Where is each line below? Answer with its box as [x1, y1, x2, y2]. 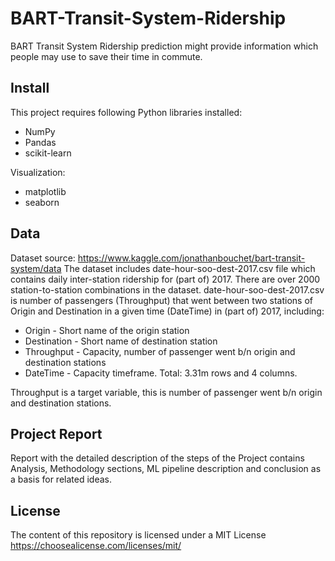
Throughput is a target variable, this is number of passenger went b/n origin [10, 386, 323, 398]
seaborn [24, 196, 60, 208]
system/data [10, 262, 62, 274]
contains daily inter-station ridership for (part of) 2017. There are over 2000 [10, 273, 321, 285]
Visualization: [10, 166, 66, 178]
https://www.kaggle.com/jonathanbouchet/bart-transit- [77, 252, 306, 264]
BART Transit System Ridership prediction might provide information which [10, 40, 319, 52]
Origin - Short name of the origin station [24, 324, 190, 336]
